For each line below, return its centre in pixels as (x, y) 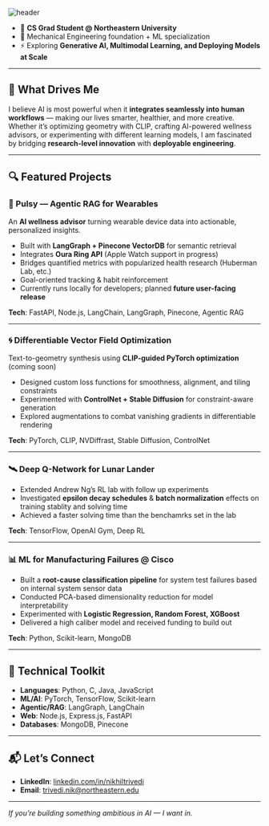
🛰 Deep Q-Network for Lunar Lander (81, 469)
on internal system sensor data (71, 588)
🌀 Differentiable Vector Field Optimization (90, 340)
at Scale (34, 57)
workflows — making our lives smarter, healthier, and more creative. (121, 117)
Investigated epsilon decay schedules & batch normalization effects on (139, 498)
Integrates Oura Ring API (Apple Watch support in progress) (119, 254)
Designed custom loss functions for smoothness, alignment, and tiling (135, 382)
